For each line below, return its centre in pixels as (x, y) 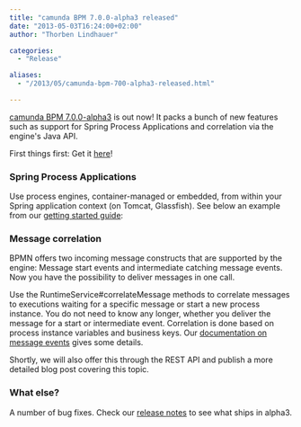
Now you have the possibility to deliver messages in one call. (122, 277)
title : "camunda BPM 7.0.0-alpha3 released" (94, 18)
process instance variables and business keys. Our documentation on (138, 333)
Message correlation (55, 239)
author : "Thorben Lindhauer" (64, 34)
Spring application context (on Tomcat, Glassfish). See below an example (145, 206)
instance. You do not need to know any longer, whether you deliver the (140, 314)
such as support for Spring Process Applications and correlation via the (142, 126)
